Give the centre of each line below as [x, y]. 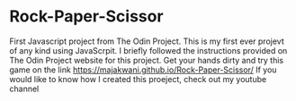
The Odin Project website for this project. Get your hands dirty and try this [147, 60]
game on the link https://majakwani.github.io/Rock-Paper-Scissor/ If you [143, 70]
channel [24, 88]
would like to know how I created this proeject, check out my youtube [138, 79]
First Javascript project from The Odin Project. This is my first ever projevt [147, 41]
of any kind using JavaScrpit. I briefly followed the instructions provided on [148, 50]
